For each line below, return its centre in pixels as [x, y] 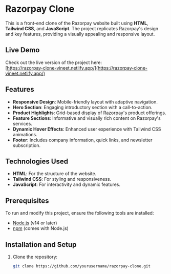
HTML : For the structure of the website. [55, 174]
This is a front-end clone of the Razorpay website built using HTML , [77, 23]
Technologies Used [37, 161]
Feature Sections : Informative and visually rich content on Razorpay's [87, 118]
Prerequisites [27, 201]
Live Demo [23, 50]
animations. [25, 134]
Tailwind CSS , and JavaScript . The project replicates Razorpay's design [82, 28]
